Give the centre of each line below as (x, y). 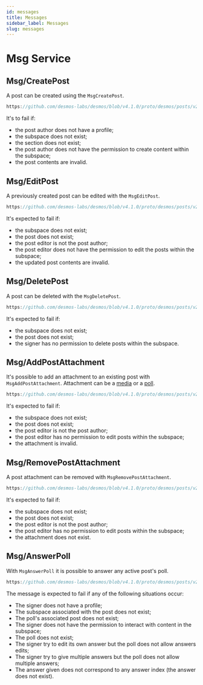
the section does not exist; (48, 143)
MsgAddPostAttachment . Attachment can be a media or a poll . (81, 383)
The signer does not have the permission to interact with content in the (103, 624)
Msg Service (39, 59)
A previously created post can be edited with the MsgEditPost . (83, 196)
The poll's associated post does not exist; (67, 618)
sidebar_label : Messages (37, 23)
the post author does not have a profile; (64, 130)
